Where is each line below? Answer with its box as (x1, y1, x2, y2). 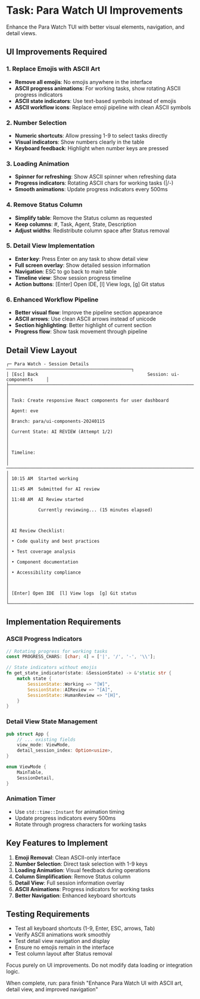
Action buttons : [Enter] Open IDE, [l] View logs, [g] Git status (14, 281, 165, 288)
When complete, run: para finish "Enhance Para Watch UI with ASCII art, (6, 979, 183, 986)
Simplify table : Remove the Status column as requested (14, 214, 152, 221)
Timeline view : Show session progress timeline (14, 274, 132, 281)
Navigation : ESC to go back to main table (14, 267, 117, 275)
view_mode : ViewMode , (17, 742, 70, 748)
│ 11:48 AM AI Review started (6, 496, 84, 502)
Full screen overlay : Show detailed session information (14, 262, 151, 269)
